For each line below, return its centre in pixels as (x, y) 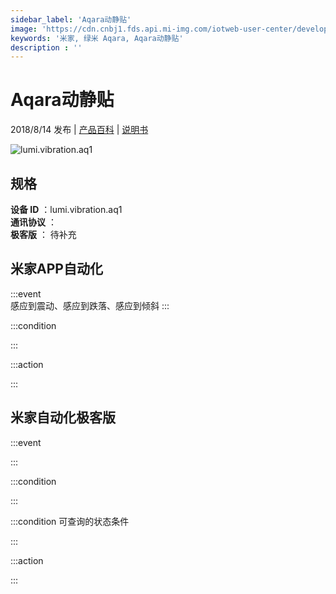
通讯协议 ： (33, 222)
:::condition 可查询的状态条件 (70, 521)
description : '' (46, 47)
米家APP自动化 (56, 269)
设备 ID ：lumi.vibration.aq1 (66, 209)
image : (24, 29)
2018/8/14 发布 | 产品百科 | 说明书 (79, 130)
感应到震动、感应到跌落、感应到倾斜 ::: (90, 305)
